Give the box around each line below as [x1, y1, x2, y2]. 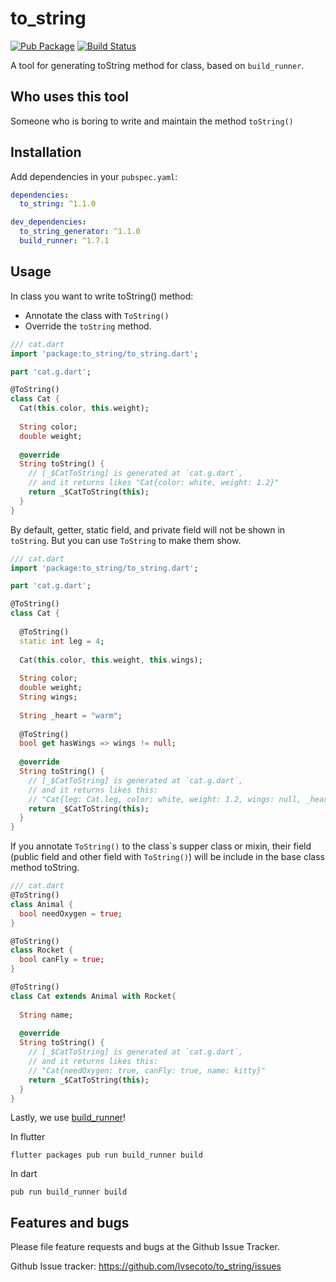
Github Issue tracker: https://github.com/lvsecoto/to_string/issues [10, 1260, 282, 1272]
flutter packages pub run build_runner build [10, 1150, 203, 1161]
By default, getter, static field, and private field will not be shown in [10, 523, 286, 536]
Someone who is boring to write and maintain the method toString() [10, 115, 294, 127]
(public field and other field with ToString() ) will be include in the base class [10, 851, 325, 863]
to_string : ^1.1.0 [19, 199, 97, 209]
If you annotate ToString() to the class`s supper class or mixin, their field [10, 840, 312, 852]
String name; [19, 1010, 74, 1020]
